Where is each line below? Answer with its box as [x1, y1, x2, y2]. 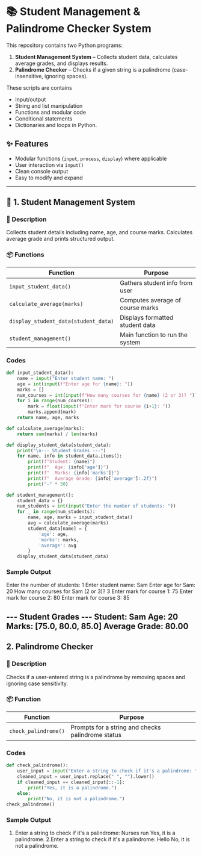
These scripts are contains [6, 84, 72, 91]
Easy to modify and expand [14, 174, 83, 181]
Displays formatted [120, 313, 174, 322]
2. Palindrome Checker [6, 642, 94, 652]
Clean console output [14, 167, 69, 175]
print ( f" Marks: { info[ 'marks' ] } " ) [28, 470, 120, 476]
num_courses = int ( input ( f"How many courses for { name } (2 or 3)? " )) [17, 392, 198, 398]
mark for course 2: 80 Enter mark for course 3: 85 [6, 594, 130, 602]
